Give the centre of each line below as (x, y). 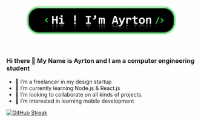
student (18, 68)
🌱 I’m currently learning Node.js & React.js (68, 88)
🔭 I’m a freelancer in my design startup (63, 82)
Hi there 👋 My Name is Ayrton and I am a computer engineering (100, 61)
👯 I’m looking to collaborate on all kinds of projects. (79, 94)
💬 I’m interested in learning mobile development (74, 101)
